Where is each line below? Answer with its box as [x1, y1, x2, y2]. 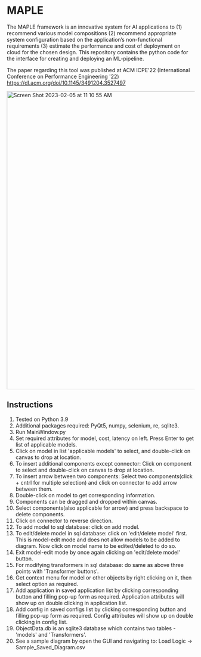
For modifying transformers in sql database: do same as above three [15, 561, 184, 568]
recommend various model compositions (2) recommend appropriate [7, 29, 177, 36]
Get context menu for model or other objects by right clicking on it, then [15, 574, 192, 581]
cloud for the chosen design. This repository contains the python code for [7, 48, 188, 55]
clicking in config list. [15, 618, 68, 625]
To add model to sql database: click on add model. [15, 523, 140, 531]
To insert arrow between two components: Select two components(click [15, 472, 193, 480]
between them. [15, 485, 53, 492]
